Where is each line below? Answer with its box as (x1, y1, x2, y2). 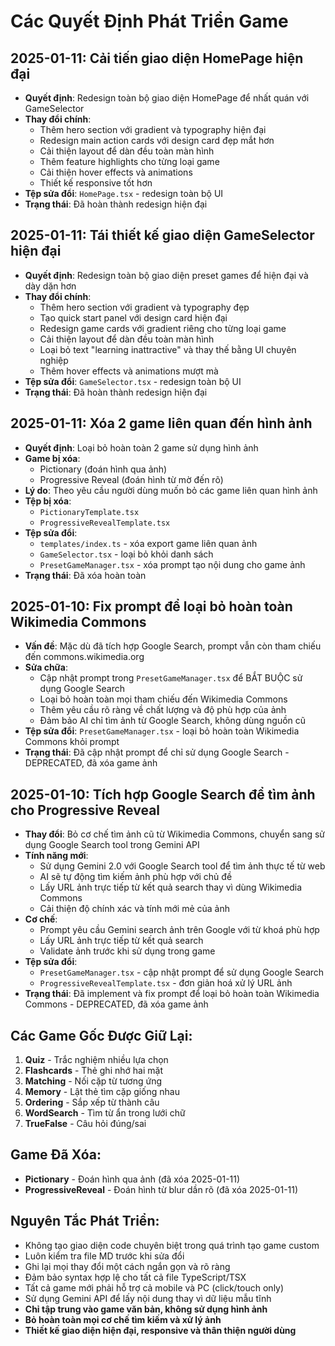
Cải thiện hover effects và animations (39, 166, 193, 178)
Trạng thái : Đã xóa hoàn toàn (24, 569, 147, 581)
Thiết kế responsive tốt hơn (39, 177, 153, 189)
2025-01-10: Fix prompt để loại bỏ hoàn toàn (10, 598, 293, 615)
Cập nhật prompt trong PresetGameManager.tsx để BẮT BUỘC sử (39, 672, 303, 684)
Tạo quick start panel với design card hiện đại (39, 311, 228, 324)
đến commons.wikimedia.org (24, 651, 145, 663)
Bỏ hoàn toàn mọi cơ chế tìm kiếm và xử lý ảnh (24, 1313, 222, 1325)
